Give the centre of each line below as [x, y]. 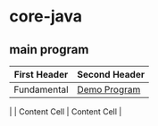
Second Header [111, 75]
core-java [46, 17]
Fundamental [41, 89]
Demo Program [109, 89]
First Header [41, 75]
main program [49, 50]
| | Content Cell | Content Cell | [66, 112]
